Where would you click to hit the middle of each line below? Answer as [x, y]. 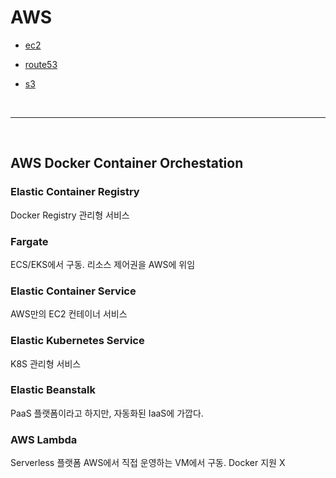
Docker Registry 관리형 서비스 [70, 215]
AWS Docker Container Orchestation [127, 163]
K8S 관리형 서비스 [46, 363]
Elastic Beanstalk [53, 390]
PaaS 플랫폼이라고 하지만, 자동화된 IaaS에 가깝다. [107, 413]
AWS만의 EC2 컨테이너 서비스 [69, 314]
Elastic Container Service [73, 291]
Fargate [29, 241]
